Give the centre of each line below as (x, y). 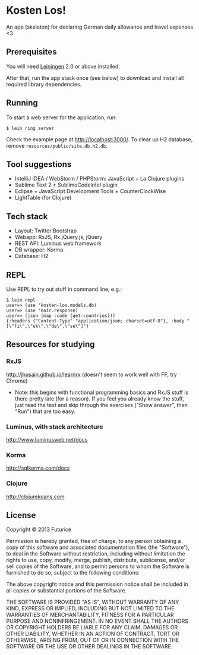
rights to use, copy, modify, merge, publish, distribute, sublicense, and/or (96, 560)
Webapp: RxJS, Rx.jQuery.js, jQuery (59, 237)
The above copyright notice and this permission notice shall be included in (97, 584)
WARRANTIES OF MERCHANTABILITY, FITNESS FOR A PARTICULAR (90, 615)
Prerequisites (31, 52)
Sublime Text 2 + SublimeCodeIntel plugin (66, 185)
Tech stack (27, 216)
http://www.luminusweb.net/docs (47, 439)
